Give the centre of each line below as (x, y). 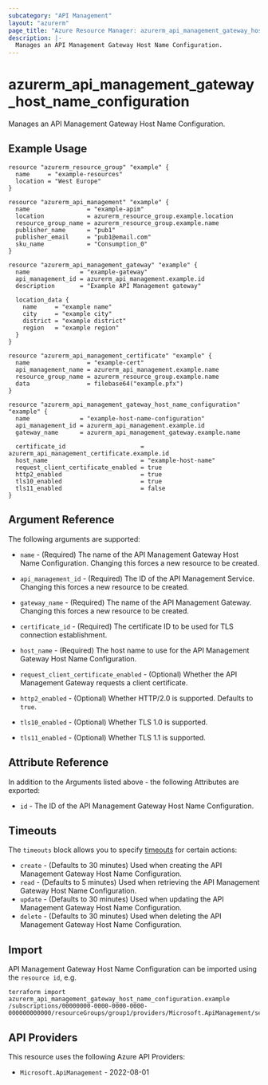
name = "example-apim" (80, 209)
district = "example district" (75, 321)
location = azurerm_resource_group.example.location (124, 216)
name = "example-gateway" (82, 272)
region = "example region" (71, 328)
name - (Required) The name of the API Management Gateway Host (129, 554)
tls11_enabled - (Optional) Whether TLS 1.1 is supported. (112, 737)
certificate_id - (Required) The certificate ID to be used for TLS (126, 626)
